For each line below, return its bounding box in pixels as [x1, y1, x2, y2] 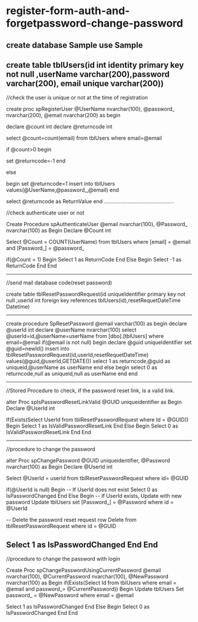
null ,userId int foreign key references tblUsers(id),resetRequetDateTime [6, 297, 181, 304]
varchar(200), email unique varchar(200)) [6, 78, 164, 88]
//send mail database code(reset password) [6, 279, 113, 286]
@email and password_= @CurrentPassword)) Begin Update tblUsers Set [6, 585, 184, 593]
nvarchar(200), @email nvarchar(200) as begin [6, 112, 121, 119]
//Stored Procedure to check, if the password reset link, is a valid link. [6, 387, 175, 394]
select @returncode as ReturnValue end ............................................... [6, 198, 174, 205]
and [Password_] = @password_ [6, 244, 84, 252]
